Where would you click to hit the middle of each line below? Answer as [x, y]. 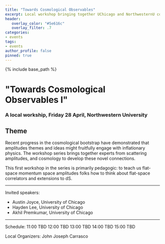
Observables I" [36, 100]
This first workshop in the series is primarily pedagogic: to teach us [73, 168]
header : [13, 19]
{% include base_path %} [31, 69]
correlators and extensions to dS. [39, 179]
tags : [11, 42]
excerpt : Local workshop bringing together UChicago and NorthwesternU [80, 14]
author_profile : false [28, 51]
